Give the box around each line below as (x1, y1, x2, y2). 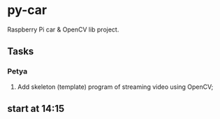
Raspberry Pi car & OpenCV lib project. (7, 25, 119, 34)
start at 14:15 (7, 103, 65, 115)
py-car (7, 2, 47, 18)
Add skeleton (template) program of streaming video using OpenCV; (17, 83, 214, 91)
